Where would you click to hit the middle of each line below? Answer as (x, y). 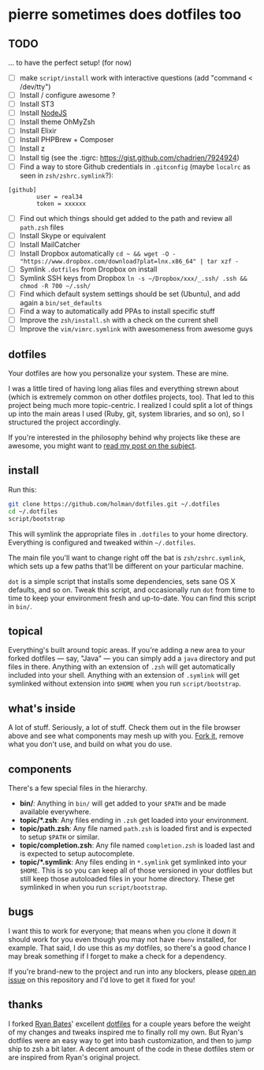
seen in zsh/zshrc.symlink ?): (67, 175)
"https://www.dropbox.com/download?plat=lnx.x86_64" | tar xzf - (129, 261)
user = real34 (59, 196)
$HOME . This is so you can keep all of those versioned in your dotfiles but (136, 870)
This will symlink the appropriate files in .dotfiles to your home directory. (128, 533)
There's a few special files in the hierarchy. (78, 788)
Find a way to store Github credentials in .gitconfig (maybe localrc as (135, 166)
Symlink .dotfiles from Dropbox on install (88, 269)
